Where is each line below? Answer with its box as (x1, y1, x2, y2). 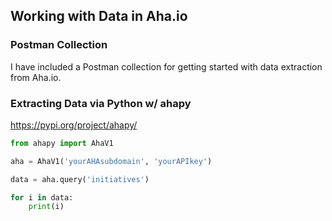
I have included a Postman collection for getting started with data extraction (10, 60, 323, 73)
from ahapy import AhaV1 (10, 138, 114, 148)
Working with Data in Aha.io (10, 8, 188, 25)
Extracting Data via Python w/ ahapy (10, 96, 192, 110)
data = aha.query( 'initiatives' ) (10, 174, 150, 184)
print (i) (28, 202, 65, 212)
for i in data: (10, 192, 74, 203)
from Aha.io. (10, 71, 62, 83)
